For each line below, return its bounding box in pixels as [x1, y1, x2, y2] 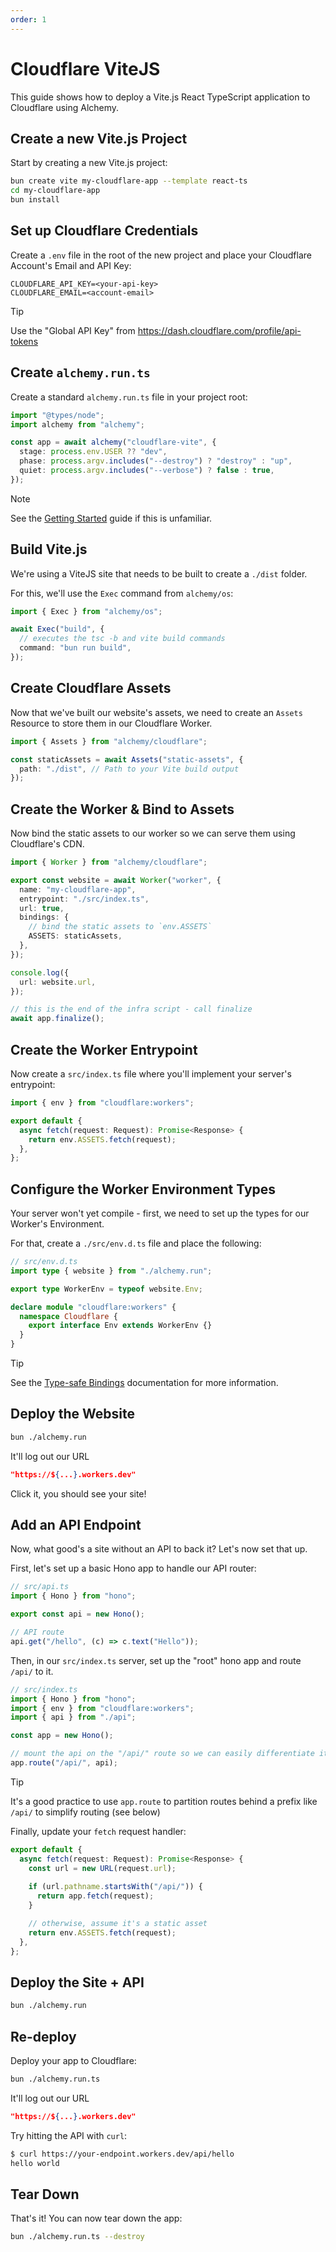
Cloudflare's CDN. [10, 838, 85, 850]
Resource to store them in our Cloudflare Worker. [10, 717, 213, 729]
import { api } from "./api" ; [10, 1712, 137, 1723]
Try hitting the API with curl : [10, 2129, 128, 2141]
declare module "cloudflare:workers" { [10, 1302, 177, 1312]
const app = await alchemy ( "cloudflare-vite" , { [10, 437, 217, 448]
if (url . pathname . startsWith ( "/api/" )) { [28, 1882, 203, 1892]
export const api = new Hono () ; [10, 1609, 145, 1620]
